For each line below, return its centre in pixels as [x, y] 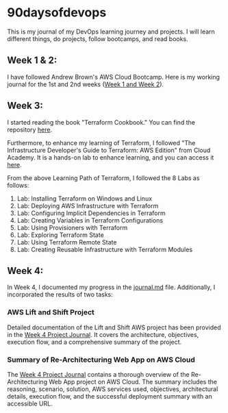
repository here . [30, 129]
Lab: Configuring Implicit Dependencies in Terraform [91, 213]
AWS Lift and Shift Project [51, 312]
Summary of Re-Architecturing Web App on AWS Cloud [101, 360]
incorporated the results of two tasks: [60, 295]
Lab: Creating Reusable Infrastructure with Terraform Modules [105, 249]
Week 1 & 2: [32, 61]
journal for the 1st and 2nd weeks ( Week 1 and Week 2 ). [86, 84]
